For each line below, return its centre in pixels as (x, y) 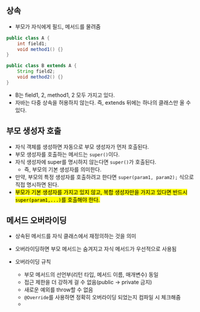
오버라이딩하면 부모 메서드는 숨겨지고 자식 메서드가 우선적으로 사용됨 (96, 249)
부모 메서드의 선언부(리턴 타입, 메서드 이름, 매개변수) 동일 (91, 275)
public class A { (28, 38)
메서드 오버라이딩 (37, 220)
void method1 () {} (40, 49)
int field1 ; (32, 44)
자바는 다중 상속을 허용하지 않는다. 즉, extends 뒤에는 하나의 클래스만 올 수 (103, 102)
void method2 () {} (40, 77)
